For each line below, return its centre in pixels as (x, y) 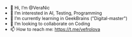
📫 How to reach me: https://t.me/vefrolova (55, 29)
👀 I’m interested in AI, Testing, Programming (56, 13)
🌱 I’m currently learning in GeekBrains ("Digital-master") (69, 18)
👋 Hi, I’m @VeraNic (30, 8)
